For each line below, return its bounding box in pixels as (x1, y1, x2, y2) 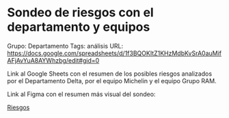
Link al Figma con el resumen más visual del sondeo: (7, 90, 156, 98)
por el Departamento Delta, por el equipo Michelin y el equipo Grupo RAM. (7, 76, 217, 85)
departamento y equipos (7, 19, 150, 35)
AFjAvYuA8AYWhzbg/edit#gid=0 (7, 56, 100, 64)
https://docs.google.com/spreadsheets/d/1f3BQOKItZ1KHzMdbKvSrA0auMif (7, 49, 222, 57)
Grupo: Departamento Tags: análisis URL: (7, 42, 124, 50)
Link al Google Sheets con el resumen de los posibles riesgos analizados (7, 70, 213, 78)
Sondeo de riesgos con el (7, 5, 154, 20)
